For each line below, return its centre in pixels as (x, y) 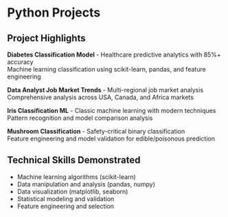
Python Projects (54, 13)
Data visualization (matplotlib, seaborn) (72, 192)
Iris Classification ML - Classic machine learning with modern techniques (112, 111)
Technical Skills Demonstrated (74, 160)
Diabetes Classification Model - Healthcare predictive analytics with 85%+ (114, 54)
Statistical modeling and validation (66, 198)
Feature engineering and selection (66, 206)
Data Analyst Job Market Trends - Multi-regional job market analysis (105, 90)
